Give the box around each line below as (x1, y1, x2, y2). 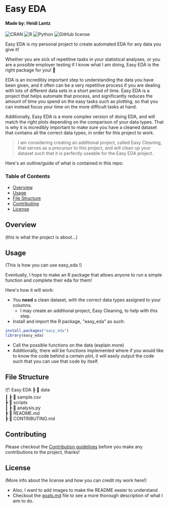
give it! (5, 47, 19, 53)
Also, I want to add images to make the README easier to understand (12, 487, 158, 493)
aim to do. (12, 497, 34, 504)
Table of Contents (5, 173, 51, 180)
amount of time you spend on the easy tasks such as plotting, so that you (5, 98, 158, 104)
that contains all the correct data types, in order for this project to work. (5, 130, 154, 136)
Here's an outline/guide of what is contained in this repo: (5, 160, 123, 166)
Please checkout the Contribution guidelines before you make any (5, 444, 143, 450)
